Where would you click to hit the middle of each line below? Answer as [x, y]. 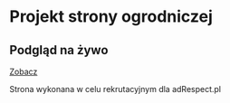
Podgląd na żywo [59, 50]
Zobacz [24, 71]
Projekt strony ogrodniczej [111, 17]
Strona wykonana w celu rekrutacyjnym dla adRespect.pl [115, 89]
